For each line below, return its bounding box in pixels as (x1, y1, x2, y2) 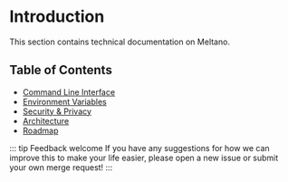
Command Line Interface (22, 86, 116, 97)
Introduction (9, 6, 105, 27)
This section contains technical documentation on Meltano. (9, 36, 231, 47)
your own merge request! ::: (9, 161, 113, 173)
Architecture (22, 115, 70, 126)
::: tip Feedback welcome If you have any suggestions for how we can (9, 142, 270, 153)
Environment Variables (22, 96, 107, 107)
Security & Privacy (22, 106, 92, 117)
